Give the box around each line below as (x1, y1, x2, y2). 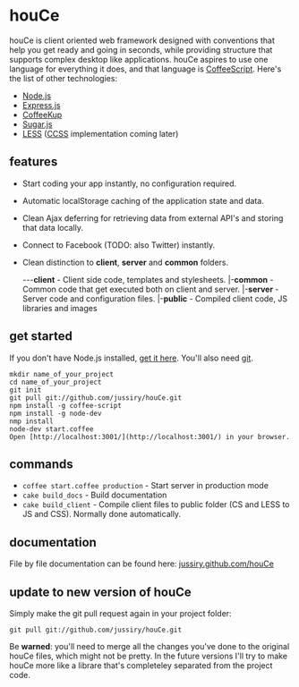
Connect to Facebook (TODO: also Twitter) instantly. (21, 239, 216, 250)
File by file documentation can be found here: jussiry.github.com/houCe (9, 558, 275, 569)
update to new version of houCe (9, 584, 192, 599)
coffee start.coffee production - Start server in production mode (21, 480, 269, 491)
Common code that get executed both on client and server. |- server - (21, 284, 279, 294)
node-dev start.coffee (9, 424, 94, 434)
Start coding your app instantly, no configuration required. (21, 178, 237, 189)
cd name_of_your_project (9, 377, 102, 386)
